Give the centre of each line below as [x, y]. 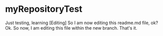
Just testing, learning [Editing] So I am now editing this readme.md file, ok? [82, 23]
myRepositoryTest [44, 9]
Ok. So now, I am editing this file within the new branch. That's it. [71, 28]
